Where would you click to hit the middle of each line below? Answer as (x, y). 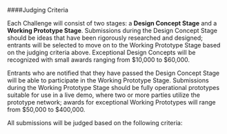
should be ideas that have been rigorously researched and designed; (105, 38)
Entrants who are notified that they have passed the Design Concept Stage (113, 73)
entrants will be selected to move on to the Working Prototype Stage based (114, 45)
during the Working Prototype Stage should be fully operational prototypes (113, 88)
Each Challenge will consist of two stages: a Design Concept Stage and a (112, 23)
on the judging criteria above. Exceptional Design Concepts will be (101, 52)
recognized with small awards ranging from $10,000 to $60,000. (99, 60)
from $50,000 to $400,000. (46, 110)
